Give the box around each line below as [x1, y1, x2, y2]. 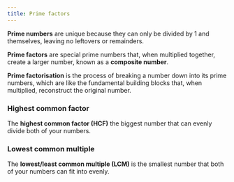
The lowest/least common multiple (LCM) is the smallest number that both [7, 160, 224, 168]
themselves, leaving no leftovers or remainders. [7, 36, 145, 45]
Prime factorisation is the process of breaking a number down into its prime [7, 71, 227, 79]
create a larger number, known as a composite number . [7, 57, 169, 66]
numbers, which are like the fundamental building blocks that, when [7, 78, 203, 87]
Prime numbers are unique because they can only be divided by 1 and [7, 29, 210, 38]
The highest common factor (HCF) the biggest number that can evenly [7, 119, 212, 128]
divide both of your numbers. [7, 126, 91, 135]
